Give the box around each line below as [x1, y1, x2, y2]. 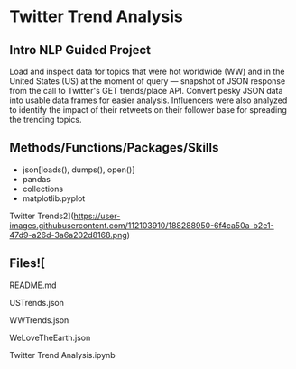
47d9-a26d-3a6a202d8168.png [9, 229, 128, 240]
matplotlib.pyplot [22, 192, 86, 204]
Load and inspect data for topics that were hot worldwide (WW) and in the [9, 66, 285, 77]
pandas [22, 173, 51, 184]
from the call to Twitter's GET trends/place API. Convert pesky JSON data [9, 86, 283, 96]
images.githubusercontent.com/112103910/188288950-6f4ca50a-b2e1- [9, 219, 274, 231]
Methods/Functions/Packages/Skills [9, 140, 219, 155]
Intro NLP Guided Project [9, 42, 152, 58]
